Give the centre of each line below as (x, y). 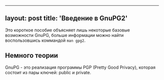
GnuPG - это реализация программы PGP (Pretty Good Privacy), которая (80, 67)
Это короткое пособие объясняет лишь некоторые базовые (68, 30)
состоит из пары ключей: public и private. (48, 72)
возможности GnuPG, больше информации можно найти (64, 35)
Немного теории (31, 56)
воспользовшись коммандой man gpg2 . (45, 40)
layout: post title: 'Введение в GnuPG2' (66, 18)
